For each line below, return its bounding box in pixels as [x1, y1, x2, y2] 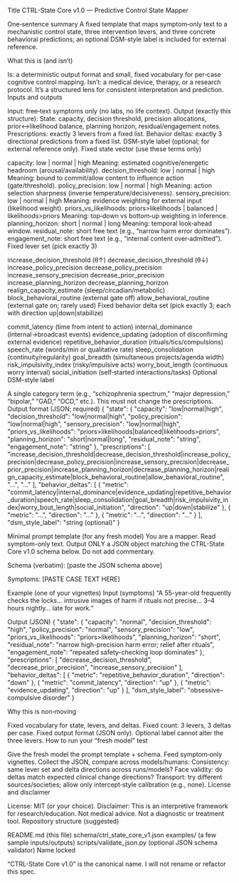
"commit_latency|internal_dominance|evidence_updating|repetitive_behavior [7, 488, 232, 496]
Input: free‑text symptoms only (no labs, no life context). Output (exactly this [7, 107, 231, 115]
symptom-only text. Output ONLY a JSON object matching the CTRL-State [7, 540, 225, 548]
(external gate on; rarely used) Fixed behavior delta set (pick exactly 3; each [7, 301, 231, 310]
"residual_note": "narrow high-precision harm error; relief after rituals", [7, 640, 215, 648]
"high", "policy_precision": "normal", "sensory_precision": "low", [7, 626, 194, 633]
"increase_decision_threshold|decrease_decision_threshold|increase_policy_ [7, 450, 231, 459]
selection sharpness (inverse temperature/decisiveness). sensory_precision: [7, 189, 231, 197]
